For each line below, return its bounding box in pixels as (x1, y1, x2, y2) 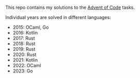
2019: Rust (12, 46, 36, 52)
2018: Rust (12, 41, 36, 47)
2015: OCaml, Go (12, 24, 49, 30)
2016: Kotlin (12, 30, 38, 35)
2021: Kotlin (12, 57, 38, 63)
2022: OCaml (12, 63, 41, 68)
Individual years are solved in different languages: (5, 14, 111, 20)
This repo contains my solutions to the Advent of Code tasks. (5, 5, 135, 10)
